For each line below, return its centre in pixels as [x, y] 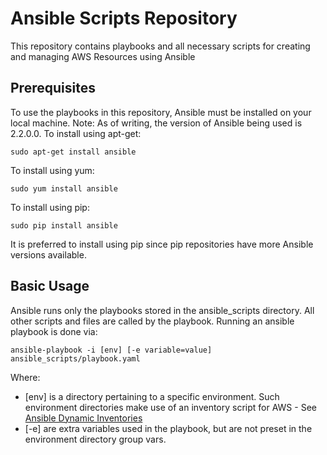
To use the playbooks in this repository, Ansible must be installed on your [161, 112]
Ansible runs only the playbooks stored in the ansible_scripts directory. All [162, 310]
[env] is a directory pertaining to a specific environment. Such [152, 396]
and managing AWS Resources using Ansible [103, 56]
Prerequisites [53, 88]
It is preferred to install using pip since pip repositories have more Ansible [162, 244]
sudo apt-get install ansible [73, 152]
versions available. [48, 254]
